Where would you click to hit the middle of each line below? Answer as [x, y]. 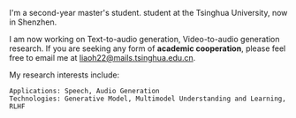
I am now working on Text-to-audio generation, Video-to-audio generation [144, 39]
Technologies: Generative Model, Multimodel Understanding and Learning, [148, 99]
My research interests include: [65, 75]
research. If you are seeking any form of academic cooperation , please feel [148, 48]
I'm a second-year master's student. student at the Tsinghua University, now [148, 13]
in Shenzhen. [33, 22]
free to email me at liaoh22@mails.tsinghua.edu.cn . [102, 58]
